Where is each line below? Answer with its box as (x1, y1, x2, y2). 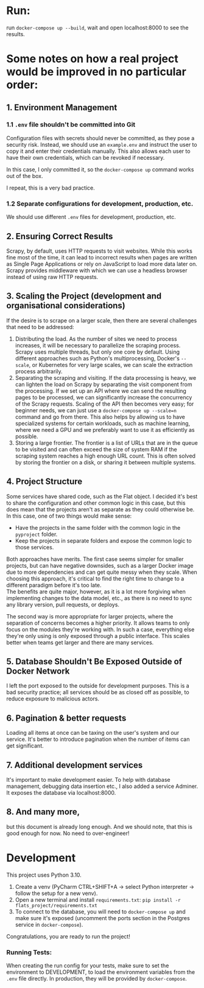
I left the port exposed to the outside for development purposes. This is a (6, 682, 190, 689)
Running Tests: (6, 948, 52, 956)
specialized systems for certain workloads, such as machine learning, (15, 420, 191, 427)
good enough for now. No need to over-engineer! (6, 830, 130, 837)
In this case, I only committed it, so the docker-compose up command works (6, 166, 194, 173)
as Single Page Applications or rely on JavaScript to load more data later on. (6, 260, 198, 267)
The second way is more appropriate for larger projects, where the (6, 612, 174, 620)
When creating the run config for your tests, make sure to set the (6, 962, 169, 970)
